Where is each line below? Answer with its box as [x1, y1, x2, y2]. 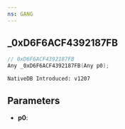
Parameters [7, 94, 60, 107]
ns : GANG [7, 10, 33, 18]
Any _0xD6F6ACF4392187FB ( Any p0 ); [7, 62, 110, 70]
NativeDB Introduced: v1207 [7, 76, 91, 83]
